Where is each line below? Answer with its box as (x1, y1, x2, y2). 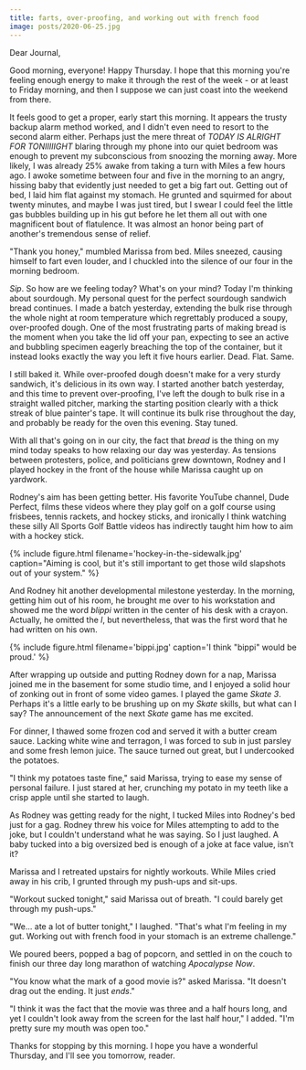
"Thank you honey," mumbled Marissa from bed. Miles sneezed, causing (9, 246, 283, 257)
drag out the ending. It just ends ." (9, 985, 135, 996)
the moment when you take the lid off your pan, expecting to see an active (9, 331, 290, 343)
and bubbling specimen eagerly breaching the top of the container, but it (9, 341, 283, 352)
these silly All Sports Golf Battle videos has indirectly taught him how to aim (9, 520, 294, 531)
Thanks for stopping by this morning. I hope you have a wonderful (9, 1040, 259, 1051)
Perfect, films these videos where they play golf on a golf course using (9, 501, 276, 512)
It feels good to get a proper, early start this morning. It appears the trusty (9, 111, 288, 122)
